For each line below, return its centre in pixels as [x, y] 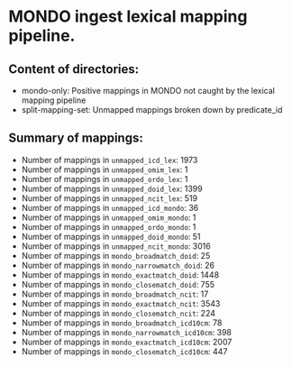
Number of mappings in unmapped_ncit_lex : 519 [109, 198]
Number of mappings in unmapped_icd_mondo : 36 [110, 207]
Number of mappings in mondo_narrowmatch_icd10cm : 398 [126, 332]
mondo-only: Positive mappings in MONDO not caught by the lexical [148, 91]
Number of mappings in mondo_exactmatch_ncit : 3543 [121, 303]
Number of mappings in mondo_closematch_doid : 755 [118, 284]
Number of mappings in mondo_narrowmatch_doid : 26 [118, 265]
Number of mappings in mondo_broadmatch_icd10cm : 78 [122, 323]
